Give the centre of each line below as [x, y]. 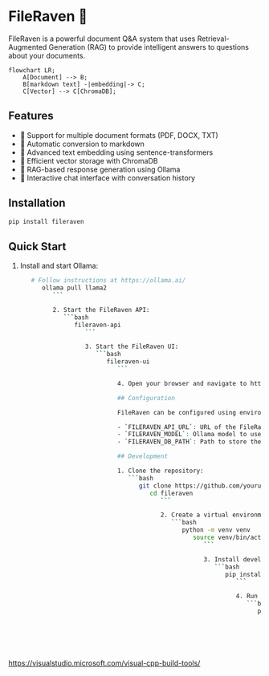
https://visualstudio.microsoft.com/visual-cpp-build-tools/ [104, 663]
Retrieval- [213, 38]
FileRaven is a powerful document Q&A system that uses [102, 38]
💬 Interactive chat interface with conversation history [107, 178]
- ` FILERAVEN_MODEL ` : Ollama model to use [190, 435]
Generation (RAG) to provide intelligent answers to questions [149, 47]
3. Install [222, 559]
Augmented [28, 47]
